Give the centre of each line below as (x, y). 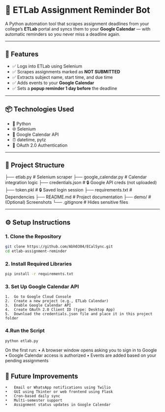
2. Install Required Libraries (39, 264)
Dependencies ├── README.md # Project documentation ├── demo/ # (78, 197)
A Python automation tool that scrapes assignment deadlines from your (77, 24)
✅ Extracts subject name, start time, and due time (62, 77)
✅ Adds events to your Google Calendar (53, 83)
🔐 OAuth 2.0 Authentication (40, 145)
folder (12, 318)
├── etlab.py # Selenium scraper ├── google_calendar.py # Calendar (76, 177)
